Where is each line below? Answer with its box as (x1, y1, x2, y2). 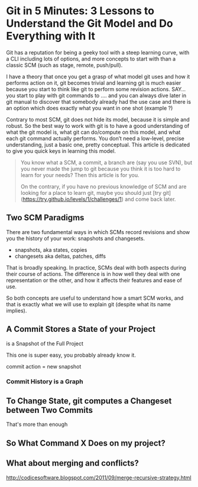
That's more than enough (6, 421, 68, 428)
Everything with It (6, 30, 96, 43)
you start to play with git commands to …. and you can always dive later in (6, 92, 187, 99)
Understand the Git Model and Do (6, 17, 173, 30)
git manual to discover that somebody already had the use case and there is (6, 98, 191, 105)
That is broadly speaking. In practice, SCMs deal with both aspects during (6, 264, 186, 271)
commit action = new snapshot (6, 363, 82, 370)
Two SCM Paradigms (6, 213, 85, 223)
